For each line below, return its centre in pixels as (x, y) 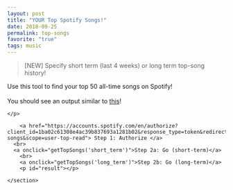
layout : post (26, 14)
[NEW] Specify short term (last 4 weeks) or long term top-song (114, 66)
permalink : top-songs (38, 33)
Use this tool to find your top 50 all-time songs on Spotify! (90, 86)
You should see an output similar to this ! (64, 101)
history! (35, 73)
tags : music (24, 46)
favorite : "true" (32, 40)
